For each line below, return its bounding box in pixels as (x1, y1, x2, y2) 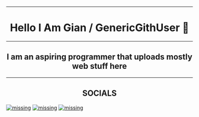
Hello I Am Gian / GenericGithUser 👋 (9, 21, 190, 34)
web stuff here (72, 61, 127, 71)
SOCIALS (82, 88, 117, 99)
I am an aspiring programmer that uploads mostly (7, 52, 192, 62)
